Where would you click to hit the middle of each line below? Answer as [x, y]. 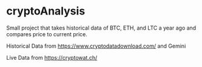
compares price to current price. [47, 34]
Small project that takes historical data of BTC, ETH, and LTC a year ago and [101, 28]
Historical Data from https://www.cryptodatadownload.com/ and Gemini [96, 46]
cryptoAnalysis [46, 11]
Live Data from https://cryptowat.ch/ [52, 57]
